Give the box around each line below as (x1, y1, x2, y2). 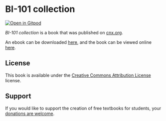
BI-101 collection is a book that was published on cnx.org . (5, 29, 123, 35)
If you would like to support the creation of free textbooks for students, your (5, 105, 161, 111)
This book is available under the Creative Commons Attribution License (5, 72, 151, 78)
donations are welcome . (5, 111, 55, 117)
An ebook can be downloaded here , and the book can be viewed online (5, 39, 152, 45)
